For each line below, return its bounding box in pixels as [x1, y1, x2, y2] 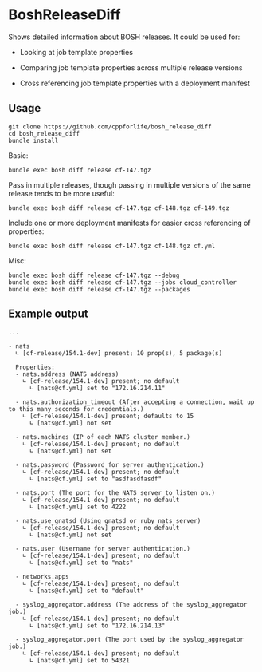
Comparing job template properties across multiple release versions [19, 62, 243, 73]
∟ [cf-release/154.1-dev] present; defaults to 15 [22, 412, 194, 420]
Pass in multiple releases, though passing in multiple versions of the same [8, 180, 251, 189]
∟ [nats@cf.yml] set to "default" [29, 587, 145, 595]
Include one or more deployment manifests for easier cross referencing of [8, 218, 251, 227]
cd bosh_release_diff [8, 129, 80, 137]
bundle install [8, 136, 59, 144]
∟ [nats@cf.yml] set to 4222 [29, 503, 127, 511]
